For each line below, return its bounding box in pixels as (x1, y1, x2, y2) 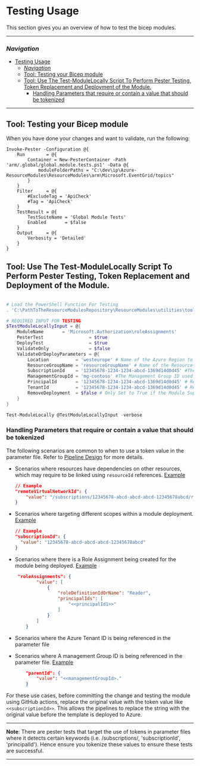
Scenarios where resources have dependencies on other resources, (14, 464, 182, 472)
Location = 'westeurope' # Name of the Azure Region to (27, 356, 193, 362)
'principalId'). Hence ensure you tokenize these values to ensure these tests (6, 741, 193, 748)
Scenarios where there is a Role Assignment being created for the (14, 555, 177, 562)
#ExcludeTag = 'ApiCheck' (27, 193, 92, 199)
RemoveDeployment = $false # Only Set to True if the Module (27, 390, 185, 396)
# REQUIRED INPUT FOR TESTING (6, 318, 82, 324)
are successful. (6, 747, 44, 755)
